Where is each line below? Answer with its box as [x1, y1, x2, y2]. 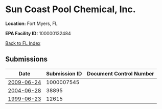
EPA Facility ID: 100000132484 [5, 30, 72, 36]
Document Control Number [86, 70, 154, 77]
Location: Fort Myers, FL [5, 20, 58, 26]
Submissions [5, 55, 48, 64]
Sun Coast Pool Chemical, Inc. [5, 4, 136, 15]
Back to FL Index [5, 40, 41, 46]
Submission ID [45, 70, 82, 77]
